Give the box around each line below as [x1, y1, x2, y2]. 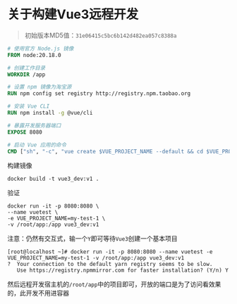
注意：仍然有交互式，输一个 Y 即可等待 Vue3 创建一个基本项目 [7, 234, 178, 243]
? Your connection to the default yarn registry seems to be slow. [7, 261, 213, 268]
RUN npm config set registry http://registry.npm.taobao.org [7, 90, 191, 97]
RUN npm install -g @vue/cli [7, 110, 93, 117]
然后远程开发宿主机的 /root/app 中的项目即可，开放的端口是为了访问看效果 [7, 280, 221, 289]
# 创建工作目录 [7, 64, 46, 71]
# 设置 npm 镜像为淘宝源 [7, 84, 72, 91]
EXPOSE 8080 [7, 128, 42, 136]
